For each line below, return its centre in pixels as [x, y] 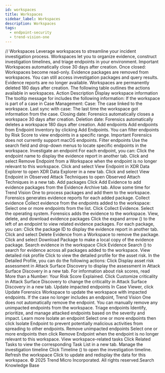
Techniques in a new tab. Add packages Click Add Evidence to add [73, 182]
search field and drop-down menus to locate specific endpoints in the [76, 145]
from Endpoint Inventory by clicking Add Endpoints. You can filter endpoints [82, 130]
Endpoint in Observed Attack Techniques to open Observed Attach [73, 177]
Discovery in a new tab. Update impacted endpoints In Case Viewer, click [79, 287]
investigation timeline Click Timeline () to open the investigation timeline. [79, 349]
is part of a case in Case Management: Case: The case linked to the [74, 103]
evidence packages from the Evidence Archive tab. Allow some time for [78, 187]
